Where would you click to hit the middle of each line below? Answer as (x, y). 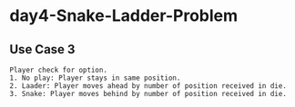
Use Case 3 (42, 49)
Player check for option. (58, 70)
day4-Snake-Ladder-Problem (124, 16)
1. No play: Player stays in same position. (95, 78)
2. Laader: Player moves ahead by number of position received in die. (148, 86)
